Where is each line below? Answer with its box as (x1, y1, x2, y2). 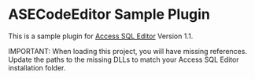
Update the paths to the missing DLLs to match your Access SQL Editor (8, 55, 239, 64)
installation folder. (8, 63, 66, 72)
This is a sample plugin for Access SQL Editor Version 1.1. (8, 31, 194, 41)
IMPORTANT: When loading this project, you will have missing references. (8, 46, 248, 56)
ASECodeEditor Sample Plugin (8, 5, 211, 23)
